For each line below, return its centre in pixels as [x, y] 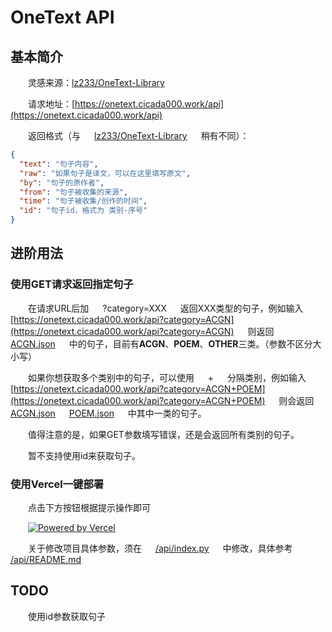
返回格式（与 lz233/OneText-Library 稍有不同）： [139, 135]
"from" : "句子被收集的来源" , [74, 192]
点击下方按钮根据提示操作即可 [89, 507]
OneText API [62, 17]
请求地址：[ [52, 104]
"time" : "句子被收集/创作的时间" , [83, 201]
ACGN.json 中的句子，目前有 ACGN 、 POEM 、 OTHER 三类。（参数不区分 [161, 343]
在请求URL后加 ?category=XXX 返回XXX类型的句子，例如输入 [166, 308]
